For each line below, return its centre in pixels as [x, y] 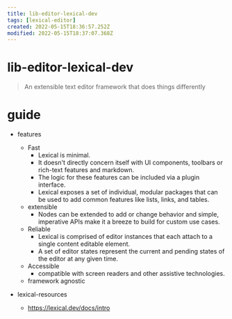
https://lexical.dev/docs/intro [69, 308]
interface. [52, 185]
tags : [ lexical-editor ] [42, 20]
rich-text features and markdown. [86, 170]
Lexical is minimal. [64, 155]
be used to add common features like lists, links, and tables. [124, 200]
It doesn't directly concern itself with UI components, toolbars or [131, 163]
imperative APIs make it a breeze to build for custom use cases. [129, 222]
